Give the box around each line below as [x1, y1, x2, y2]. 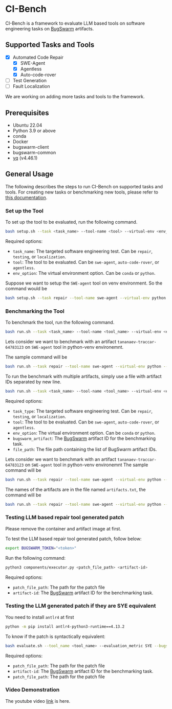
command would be [5, 285, 48, 291]
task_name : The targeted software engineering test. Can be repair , [12, 248, 153, 254]
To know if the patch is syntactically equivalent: [5, 633, 106, 640]
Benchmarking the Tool [5, 307, 65, 314]
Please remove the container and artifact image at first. [5, 525, 122, 531]
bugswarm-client [12, 144, 49, 150]
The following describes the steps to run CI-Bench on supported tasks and [5, 183, 163, 189]
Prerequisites [5, 109, 49, 117]
